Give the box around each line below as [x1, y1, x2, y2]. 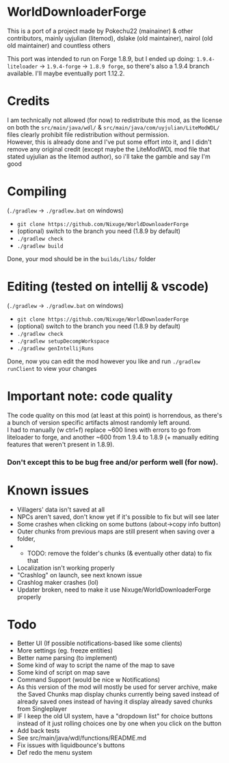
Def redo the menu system [16, 749, 92, 757]
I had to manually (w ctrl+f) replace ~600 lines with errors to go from [7, 426, 201, 434]
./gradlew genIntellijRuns [16, 345, 94, 352]
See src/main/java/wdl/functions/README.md [16, 734, 147, 742]
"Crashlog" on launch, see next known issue [16, 570, 142, 579]
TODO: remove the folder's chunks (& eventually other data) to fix [27, 549, 212, 557]
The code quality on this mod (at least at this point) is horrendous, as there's [7, 411, 222, 419]
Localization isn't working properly [16, 564, 115, 572]
